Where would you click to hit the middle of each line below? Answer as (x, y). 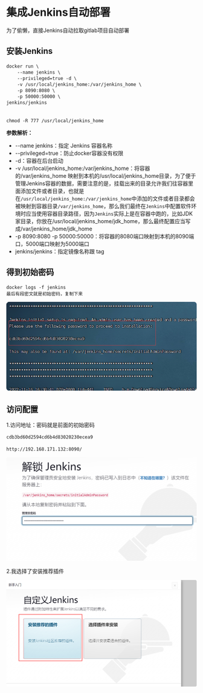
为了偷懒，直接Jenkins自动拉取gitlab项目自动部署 (68, 30)
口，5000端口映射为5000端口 (52, 244)
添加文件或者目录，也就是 (52, 190)
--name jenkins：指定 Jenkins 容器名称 (64, 145)
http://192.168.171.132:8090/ (44, 449)
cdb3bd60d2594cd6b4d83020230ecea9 (50, 437)
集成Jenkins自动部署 (58, 12)
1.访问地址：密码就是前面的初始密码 (50, 425)
